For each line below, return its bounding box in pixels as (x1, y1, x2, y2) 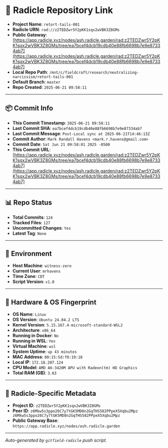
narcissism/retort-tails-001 (12, 74, 73, 79)
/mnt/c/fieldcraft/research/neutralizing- (49, 70, 139, 75)
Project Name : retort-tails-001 (12, 21, 80, 27)
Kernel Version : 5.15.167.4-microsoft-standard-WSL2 (12, 322, 123, 328)
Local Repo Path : (12, 69, 48, 75)
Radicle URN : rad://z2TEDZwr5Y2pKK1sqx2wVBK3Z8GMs (12, 26, 120, 32)
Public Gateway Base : (12, 417, 59, 423)
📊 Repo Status (5, 198, 52, 207)
